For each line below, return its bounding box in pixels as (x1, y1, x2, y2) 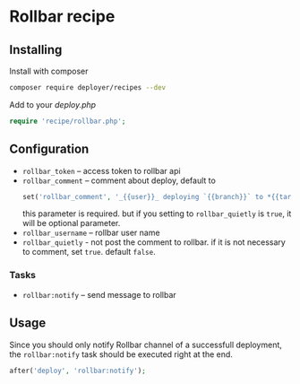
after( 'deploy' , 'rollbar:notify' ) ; (9, 366, 146, 375)
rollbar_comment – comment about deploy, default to (21, 175, 217, 186)
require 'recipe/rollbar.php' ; (9, 117, 126, 126)
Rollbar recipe (9, 6, 116, 27)
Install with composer (9, 65, 89, 76)
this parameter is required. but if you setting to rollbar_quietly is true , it (21, 208, 292, 219)
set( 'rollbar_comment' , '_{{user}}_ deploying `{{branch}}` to (21, 192, 264, 201)
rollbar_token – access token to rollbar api (21, 165, 181, 176)
